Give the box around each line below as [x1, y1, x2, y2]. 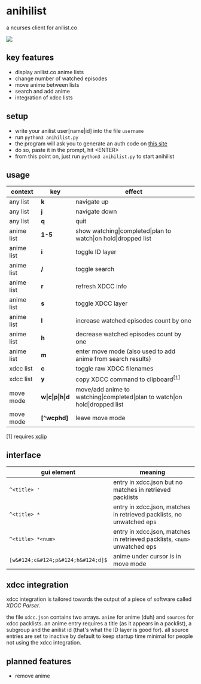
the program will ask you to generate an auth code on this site [14, 139, 167, 147]
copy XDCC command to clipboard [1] [75, 374, 181, 384]
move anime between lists [14, 81, 80, 88]
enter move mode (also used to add [75, 347, 176, 355]
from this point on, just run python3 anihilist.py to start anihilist [14, 153, 175, 160]
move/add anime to [75, 385, 130, 393]
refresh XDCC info [75, 282, 127, 291]
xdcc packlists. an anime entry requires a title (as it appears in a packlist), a [6, 620, 192, 627]
